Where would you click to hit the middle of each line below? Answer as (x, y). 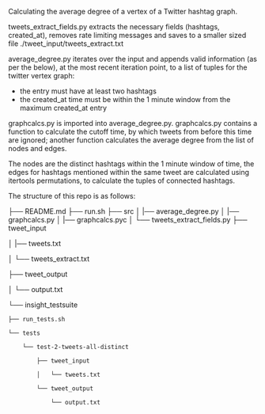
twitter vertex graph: (42, 76)
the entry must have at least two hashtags (88, 91)
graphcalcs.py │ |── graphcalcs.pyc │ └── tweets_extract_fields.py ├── (128, 220)
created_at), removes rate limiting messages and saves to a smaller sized (127, 35)
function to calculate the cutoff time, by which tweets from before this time (130, 131)
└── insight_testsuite (43, 305)
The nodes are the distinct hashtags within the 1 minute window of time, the (131, 164)
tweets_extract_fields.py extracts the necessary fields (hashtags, (114, 27)
